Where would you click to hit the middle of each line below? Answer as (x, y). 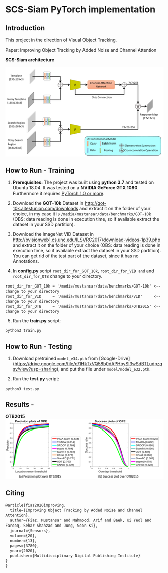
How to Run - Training (40, 170)
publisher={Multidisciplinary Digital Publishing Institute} (75, 556)
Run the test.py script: (36, 379)
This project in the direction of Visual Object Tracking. (61, 40)
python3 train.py (23, 331)
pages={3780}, (24, 546)
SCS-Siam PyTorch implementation (80, 9)
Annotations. (26, 261)
